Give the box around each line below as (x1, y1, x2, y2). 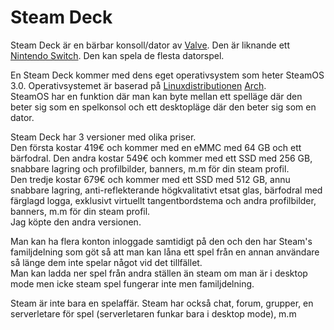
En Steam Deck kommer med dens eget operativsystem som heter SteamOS (10, 69, 325, 81)
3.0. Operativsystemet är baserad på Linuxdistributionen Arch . (10, 79, 267, 91)
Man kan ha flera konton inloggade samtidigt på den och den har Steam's (10, 235, 313, 247)
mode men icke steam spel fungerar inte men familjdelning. (10, 277, 255, 290)
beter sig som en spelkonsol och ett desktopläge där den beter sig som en (10, 101, 317, 113)
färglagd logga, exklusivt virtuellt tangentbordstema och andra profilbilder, (10, 194, 317, 206)
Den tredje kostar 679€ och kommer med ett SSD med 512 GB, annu (10, 173, 291, 185)
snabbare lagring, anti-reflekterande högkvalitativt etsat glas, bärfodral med (10, 184, 323, 196)
